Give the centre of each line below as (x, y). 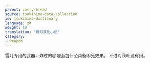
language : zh (18, 23)
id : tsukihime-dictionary (31, 18)
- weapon (14, 41)
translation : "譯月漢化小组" (32, 32)
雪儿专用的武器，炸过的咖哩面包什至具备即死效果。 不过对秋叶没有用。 (76, 55)
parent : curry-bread (26, 9)
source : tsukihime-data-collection (41, 14)
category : (15, 37)
